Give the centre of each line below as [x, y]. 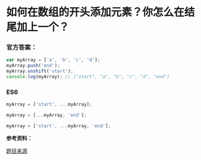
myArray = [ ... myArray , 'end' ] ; [46, 115]
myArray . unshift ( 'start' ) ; [40, 71]
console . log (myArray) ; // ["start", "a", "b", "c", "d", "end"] [88, 77]
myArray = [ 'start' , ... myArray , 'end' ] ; [59, 126]
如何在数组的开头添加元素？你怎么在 [95, 12]
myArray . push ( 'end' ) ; [33, 66]
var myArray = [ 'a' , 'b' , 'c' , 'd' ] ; [53, 60]
